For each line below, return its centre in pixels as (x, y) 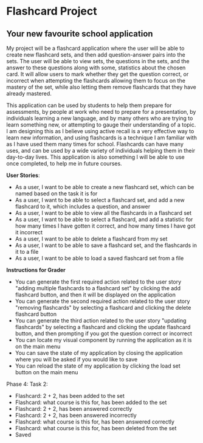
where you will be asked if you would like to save (76, 359)
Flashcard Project (52, 11)
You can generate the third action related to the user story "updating (101, 320)
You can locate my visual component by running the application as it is (103, 340)
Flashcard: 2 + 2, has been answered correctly (74, 409)
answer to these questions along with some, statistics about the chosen (96, 68)
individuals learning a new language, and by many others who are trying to (100, 118)
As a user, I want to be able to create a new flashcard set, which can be (105, 187)
